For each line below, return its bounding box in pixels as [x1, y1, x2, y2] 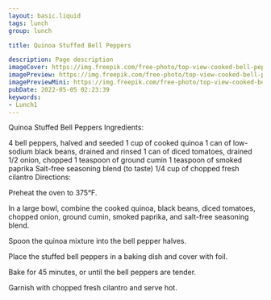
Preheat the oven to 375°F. [8, 188, 98, 198]
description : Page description [8, 55, 114, 64]
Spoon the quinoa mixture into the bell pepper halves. [8, 236, 187, 246]
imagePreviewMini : [8, 78, 70, 86]
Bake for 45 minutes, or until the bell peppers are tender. [8, 267, 196, 277]
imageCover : [8, 64, 48, 72]
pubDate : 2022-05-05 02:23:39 [8, 85, 110, 93]
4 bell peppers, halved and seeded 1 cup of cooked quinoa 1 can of [8, 138, 231, 148]
